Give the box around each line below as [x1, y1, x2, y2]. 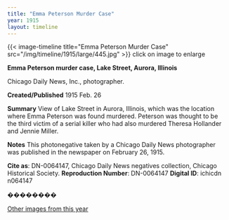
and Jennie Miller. [7, 127, 59, 136]
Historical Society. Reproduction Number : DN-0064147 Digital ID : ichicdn [7, 169, 222, 178]
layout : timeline [7, 23, 58, 30]
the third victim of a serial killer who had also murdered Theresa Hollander [7, 119, 222, 128]
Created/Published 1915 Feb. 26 [7, 91, 102, 99]
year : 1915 [7, 17, 39, 24]
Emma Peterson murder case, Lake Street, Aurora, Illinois [7, 64, 178, 72]
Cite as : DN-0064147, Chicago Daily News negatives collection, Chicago [7, 162, 218, 170]
